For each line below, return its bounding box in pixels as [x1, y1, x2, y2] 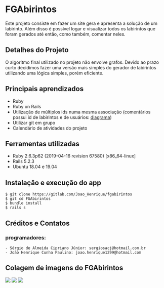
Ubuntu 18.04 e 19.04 [12, 163, 57, 170]
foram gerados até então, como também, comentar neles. [5, 31, 126, 37]
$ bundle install [5, 201, 42, 206]
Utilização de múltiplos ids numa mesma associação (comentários [12, 109, 151, 115]
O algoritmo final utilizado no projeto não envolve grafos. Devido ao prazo [5, 59, 159, 65]
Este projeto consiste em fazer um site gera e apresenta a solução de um [5, 20, 158, 26]
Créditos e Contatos [5, 219, 70, 227]
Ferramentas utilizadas [5, 139, 80, 148]
